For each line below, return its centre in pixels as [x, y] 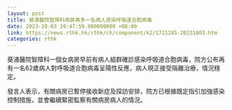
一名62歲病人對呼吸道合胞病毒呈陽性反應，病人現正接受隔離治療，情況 [114, 68]
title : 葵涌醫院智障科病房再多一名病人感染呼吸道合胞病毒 [80, 20]
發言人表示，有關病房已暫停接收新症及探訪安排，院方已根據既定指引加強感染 [116, 91]
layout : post [26, 13]
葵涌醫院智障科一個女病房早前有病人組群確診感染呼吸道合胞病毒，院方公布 [113, 60]
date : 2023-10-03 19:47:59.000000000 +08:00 [72, 26]
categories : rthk [32, 39]
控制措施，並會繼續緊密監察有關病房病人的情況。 [77, 100]
